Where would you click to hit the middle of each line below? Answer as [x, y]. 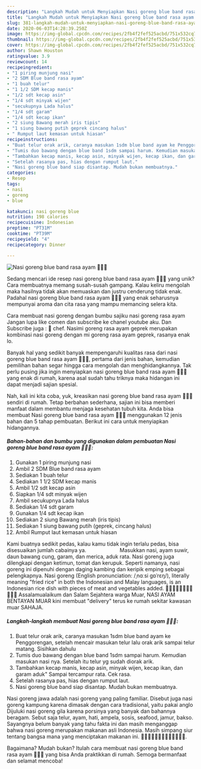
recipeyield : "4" [28, 239]
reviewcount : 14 [27, 62]
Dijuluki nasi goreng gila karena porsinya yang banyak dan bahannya [91, 711]
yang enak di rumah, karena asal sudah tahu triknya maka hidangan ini [93, 378]
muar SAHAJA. [25, 608]
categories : [21, 173]
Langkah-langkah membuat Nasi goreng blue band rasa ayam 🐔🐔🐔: [92, 621]
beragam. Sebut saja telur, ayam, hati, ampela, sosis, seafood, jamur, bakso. [100, 718]
